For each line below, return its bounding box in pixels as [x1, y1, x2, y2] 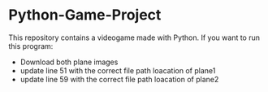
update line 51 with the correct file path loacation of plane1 [19, 65, 216, 75]
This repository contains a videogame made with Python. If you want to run [8, 33, 261, 42]
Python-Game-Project [8, 6, 162, 24]
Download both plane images [19, 57, 119, 67]
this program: [8, 41, 54, 50]
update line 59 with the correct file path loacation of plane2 [19, 74, 219, 84]
